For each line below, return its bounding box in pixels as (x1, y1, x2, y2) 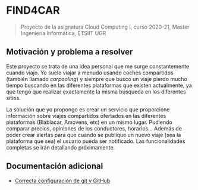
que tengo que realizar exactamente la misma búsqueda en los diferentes (6, 88, 186, 95)
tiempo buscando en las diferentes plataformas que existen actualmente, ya (6, 82, 192, 89)
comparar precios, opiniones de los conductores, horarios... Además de (6, 124, 183, 132)
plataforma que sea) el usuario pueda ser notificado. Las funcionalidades (6, 138, 186, 145)
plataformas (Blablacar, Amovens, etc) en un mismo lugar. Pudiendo (6, 119, 172, 126)
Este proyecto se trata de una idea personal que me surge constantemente (6, 63, 190, 70)
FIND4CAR (6, 4, 61, 17)
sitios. (6, 94, 21, 101)
